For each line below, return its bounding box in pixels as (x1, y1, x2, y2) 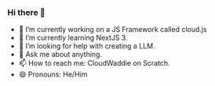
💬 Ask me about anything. (18, 50, 103, 59)
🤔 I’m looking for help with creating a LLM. (18, 41, 155, 51)
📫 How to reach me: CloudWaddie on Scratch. (18, 59, 170, 68)
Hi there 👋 (7, 7, 46, 18)
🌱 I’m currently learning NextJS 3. (18, 33, 128, 42)
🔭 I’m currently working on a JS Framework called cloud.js (18, 25, 207, 34)
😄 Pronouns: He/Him (18, 70, 88, 79)
